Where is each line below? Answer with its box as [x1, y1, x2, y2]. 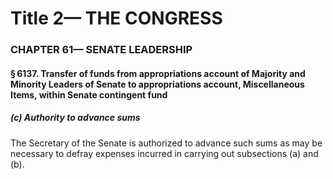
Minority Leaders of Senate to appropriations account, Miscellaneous [10, 78, 305, 90]
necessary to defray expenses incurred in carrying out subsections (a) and [10, 147, 319, 159]
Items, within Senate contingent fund [10, 88, 168, 101]
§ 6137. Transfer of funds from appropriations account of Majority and [10, 67, 306, 79]
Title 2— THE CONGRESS [10, 7, 223, 30]
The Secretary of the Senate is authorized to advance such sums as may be [10, 137, 323, 149]
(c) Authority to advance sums [10, 112, 141, 124]
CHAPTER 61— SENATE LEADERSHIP [10, 43, 193, 57]
